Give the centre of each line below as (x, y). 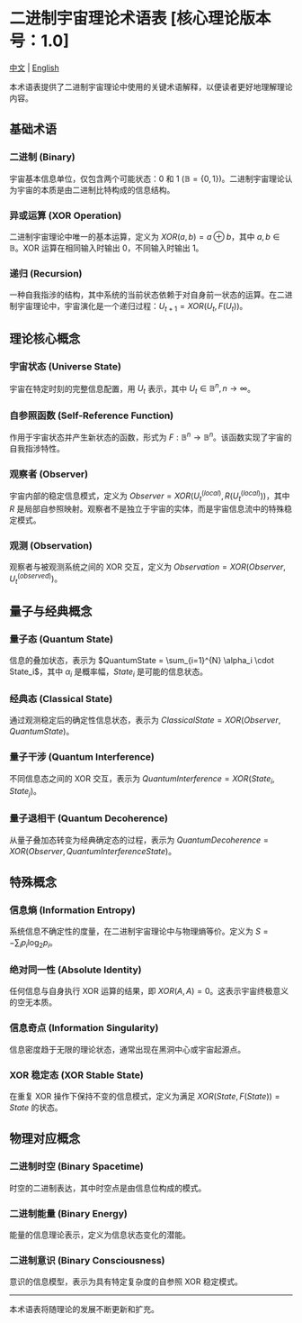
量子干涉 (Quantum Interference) (82, 757)
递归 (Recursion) (46, 273)
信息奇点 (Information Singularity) (84, 1028)
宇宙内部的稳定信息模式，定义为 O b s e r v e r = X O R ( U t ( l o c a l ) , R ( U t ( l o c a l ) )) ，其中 (150, 496)
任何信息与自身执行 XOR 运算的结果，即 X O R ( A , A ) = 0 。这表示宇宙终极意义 (149, 991)
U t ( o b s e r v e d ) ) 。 (36, 579)
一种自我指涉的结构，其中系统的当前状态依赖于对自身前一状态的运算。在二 (147, 295)
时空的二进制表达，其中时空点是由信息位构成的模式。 (108, 1188)
